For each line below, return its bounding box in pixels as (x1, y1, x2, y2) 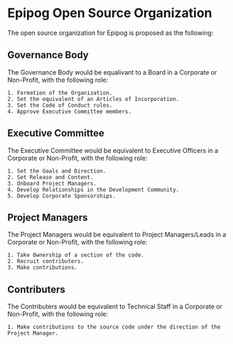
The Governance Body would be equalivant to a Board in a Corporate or (7, 68, 217, 76)
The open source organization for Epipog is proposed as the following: (7, 28, 214, 37)
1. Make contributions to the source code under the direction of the (7, 323, 221, 331)
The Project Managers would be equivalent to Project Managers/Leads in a (7, 230, 227, 239)
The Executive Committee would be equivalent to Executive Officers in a (7, 146, 219, 154)
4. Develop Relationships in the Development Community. (7, 186, 180, 193)
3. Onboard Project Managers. (7, 180, 97, 187)
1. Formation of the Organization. (7, 89, 113, 97)
